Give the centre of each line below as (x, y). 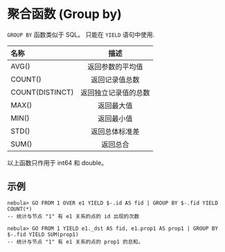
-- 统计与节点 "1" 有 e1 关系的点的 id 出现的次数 (73, 216)
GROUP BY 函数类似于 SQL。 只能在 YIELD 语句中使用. (81, 35)
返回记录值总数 (115, 79)
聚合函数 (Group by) (65, 14)
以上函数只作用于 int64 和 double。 (57, 162)
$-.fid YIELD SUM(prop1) (43, 234)
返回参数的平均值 (115, 66)
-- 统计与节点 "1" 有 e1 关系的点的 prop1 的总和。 (75, 242)
